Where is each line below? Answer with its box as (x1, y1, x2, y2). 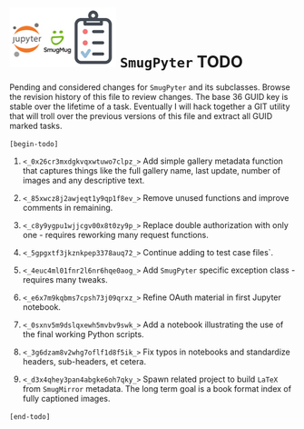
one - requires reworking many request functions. (22, 229, 209, 240)
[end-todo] (9, 412, 51, 421)
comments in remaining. (22, 202, 113, 213)
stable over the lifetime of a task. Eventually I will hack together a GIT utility (9, 101, 290, 112)
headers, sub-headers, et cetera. (22, 355, 147, 366)
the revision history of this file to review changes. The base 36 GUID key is (9, 91, 289, 102)
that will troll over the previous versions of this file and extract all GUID (9, 110, 273, 121)
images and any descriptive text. (22, 175, 145, 185)
